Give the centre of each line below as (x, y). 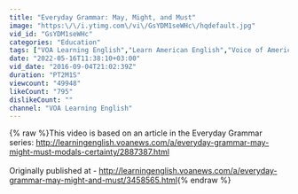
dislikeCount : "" (41, 100)
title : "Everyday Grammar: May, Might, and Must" (103, 17)
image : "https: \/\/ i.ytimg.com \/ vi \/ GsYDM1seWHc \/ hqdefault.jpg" (132, 26)
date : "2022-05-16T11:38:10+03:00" (75, 58)
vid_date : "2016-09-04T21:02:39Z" (73, 67)
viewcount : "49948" (45, 83)
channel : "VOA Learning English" (71, 108)
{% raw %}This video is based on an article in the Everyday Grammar (136, 133)
